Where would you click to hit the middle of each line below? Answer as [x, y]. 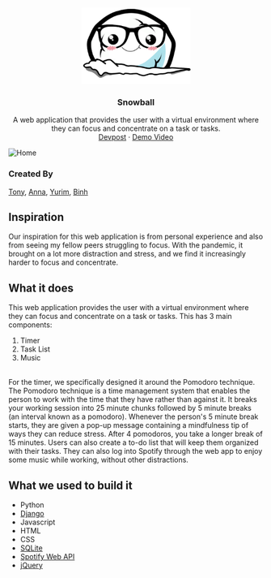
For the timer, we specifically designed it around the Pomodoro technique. [132, 382]
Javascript [38, 522]
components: [30, 325]
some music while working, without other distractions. [98, 460]
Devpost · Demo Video [136, 137]
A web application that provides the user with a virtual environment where [136, 120]
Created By [31, 174]
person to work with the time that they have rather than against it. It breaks [133, 399]
